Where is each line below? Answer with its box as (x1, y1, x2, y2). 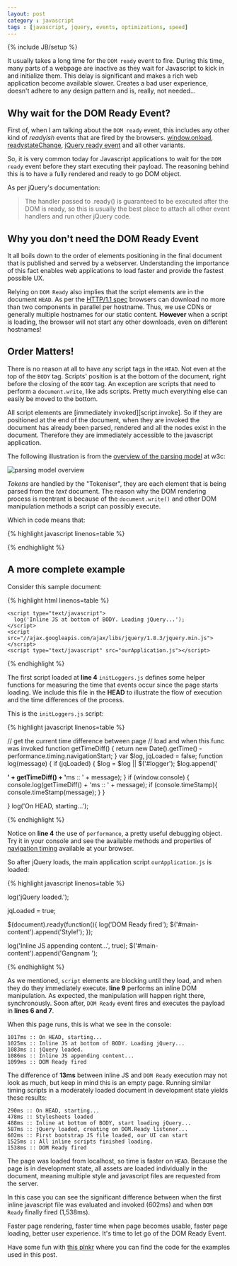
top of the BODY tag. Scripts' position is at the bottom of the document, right (7, 372, 226, 381)
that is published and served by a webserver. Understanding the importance (7, 259, 230, 267)
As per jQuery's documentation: (7, 183, 100, 192)
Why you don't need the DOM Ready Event (7, 233, 200, 245)
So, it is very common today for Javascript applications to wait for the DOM (7, 155, 221, 163)
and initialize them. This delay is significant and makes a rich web (7, 71, 198, 80)
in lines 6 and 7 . (7, 1006, 54, 1015)
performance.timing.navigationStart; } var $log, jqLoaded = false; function (7, 751, 224, 760)
